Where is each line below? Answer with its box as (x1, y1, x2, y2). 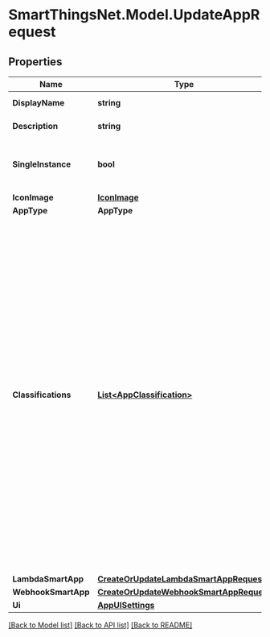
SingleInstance (12, 159, 72, 170)
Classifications (12, 389, 72, 400)
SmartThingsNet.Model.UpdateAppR (8, 6, 260, 24)
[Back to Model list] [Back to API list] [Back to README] (8, 620, 193, 630)
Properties (8, 55, 63, 68)
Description (12, 121, 59, 131)
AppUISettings (97, 600, 155, 610)
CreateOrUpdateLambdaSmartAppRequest (97, 573, 265, 585)
